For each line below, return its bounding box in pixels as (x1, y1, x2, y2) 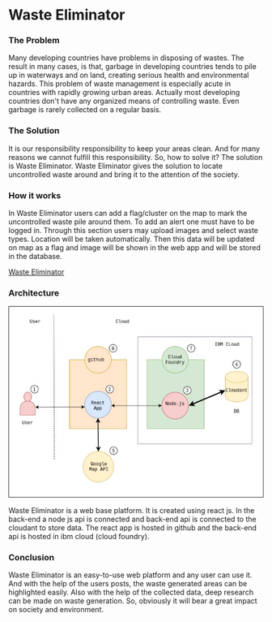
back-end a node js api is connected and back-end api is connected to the (8, 514, 257, 524)
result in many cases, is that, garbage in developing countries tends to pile (8, 62, 257, 71)
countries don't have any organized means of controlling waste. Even (8, 96, 240, 106)
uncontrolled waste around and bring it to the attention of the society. (8, 169, 240, 179)
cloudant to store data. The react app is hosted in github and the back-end (8, 522, 257, 533)
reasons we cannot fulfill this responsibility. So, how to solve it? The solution (8, 152, 263, 162)
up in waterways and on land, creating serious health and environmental (8, 71, 249, 80)
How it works (8, 189, 62, 201)
